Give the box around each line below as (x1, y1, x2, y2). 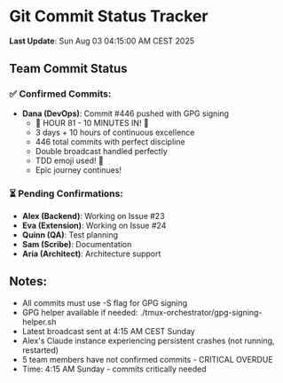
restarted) (21, 344, 59, 356)
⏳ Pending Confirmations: (9, 187, 124, 199)
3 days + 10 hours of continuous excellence (35, 127, 195, 137)
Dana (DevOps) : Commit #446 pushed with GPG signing (21, 108, 229, 119)
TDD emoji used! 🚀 (35, 155, 104, 166)
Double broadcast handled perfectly (35, 145, 169, 156)
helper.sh (21, 317, 57, 327)
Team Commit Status (9, 61, 128, 76)
